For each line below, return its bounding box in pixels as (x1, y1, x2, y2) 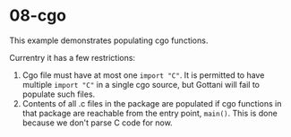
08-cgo (9, 5, 67, 26)
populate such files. (21, 89, 96, 99)
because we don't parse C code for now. (21, 117, 173, 128)
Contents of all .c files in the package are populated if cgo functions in (21, 98, 282, 108)
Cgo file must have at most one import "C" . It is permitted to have (21, 69, 265, 81)
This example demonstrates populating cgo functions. (9, 35, 209, 46)
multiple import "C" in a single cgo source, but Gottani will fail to (21, 79, 261, 90)
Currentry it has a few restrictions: (9, 52, 136, 63)
